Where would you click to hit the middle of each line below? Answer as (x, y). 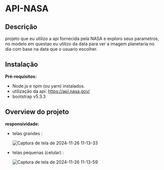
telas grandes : (27, 133)
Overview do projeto (37, 112)
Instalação (22, 65)
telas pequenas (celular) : (38, 152)
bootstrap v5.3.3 (29, 96)
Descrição (21, 27)
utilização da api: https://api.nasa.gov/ (51, 91)
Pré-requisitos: (21, 76)
